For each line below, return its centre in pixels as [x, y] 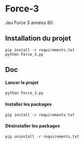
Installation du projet [38, 38]
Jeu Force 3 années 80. [29, 23]
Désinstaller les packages [32, 126]
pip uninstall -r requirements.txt [42, 136]
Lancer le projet [22, 82]
